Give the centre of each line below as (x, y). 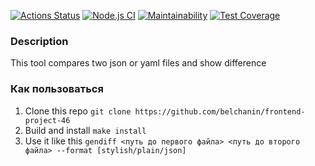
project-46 (47, 120)
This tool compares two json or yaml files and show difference (138, 63)
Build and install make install (85, 130)
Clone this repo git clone (78, 111)
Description (39, 41)
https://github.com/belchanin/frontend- (220, 111)
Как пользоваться (57, 89)
